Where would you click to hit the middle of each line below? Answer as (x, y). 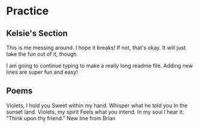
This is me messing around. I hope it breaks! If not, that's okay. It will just (96, 47)
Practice (28, 11)
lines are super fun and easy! (42, 72)
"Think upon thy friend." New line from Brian (61, 118)
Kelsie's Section (37, 33)
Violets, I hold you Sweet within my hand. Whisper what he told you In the (97, 105)
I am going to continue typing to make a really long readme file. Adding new (99, 66)
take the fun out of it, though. (42, 54)
